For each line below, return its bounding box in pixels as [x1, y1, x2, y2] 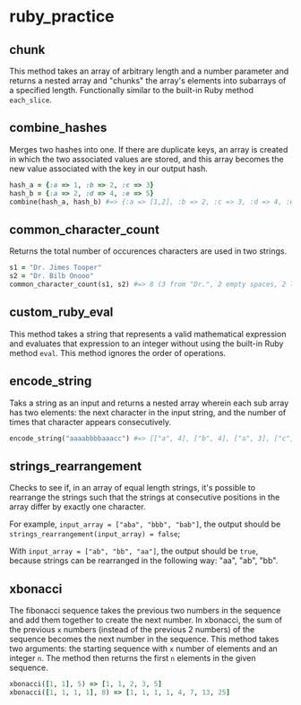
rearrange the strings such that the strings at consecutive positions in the [9, 492, 280, 503]
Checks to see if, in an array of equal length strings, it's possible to [9, 483, 256, 493]
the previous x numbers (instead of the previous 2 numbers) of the [9, 624, 255, 634]
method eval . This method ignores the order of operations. [9, 347, 227, 358]
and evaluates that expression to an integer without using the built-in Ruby [9, 338, 284, 349]
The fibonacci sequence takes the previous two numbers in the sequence [9, 605, 281, 615]
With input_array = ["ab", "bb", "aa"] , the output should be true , [9, 545, 259, 557]
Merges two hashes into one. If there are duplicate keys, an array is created [9, 144, 288, 154]
